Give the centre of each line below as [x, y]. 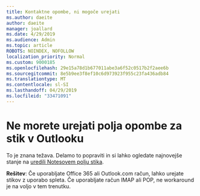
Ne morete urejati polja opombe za [94, 126]
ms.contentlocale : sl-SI [37, 85]
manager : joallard [29, 29]
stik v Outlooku [45, 138]
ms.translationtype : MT [36, 79]
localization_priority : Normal [46, 57]
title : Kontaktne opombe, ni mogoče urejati [63, 12]
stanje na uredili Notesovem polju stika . [55, 162]
